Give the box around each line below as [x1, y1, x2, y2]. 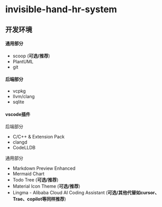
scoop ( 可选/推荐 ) [12, 53, 50, 59]
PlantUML [12, 58, 34, 64]
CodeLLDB [12, 145, 36, 151]
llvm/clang [12, 93, 35, 99]
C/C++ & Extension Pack [12, 134, 65, 140]
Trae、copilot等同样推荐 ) [12, 196, 66, 202]
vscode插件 [5, 111, 31, 117]
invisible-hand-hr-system [5, 4, 117, 15]
